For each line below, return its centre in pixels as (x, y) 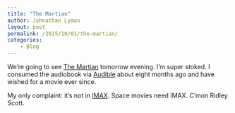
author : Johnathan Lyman (44, 20)
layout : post (26, 27)
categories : (25, 40)
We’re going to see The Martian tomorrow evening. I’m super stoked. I (109, 67)
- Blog (30, 47)
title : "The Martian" (39, 14)
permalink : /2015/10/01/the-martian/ (63, 34)
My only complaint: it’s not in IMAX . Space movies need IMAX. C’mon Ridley (117, 95)
